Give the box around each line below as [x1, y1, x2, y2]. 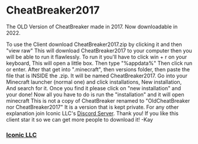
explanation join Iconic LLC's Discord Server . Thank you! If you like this [6, 110, 179, 117]
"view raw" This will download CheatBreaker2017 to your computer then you [6, 47, 192, 54]
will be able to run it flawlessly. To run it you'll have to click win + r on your [6, 53, 187, 60]
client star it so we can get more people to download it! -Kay [6, 116, 154, 123]
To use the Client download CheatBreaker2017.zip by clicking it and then [6, 41, 182, 48]
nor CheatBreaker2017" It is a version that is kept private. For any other [6, 103, 179, 110]
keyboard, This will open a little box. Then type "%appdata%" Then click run [6, 60, 193, 67]
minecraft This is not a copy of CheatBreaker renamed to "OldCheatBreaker [6, 97, 190, 104]
